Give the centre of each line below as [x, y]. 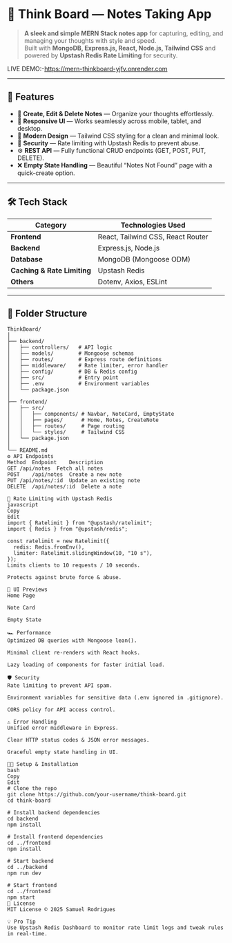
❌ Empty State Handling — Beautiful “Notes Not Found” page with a [115, 165]
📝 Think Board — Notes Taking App [109, 14]
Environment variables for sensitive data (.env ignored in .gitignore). [116, 698]
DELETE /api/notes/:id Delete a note [65, 487]
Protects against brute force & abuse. [65, 578]
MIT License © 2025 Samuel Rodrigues [61, 910]
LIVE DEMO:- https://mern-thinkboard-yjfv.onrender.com [87, 68]
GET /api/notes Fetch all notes [55, 469]
